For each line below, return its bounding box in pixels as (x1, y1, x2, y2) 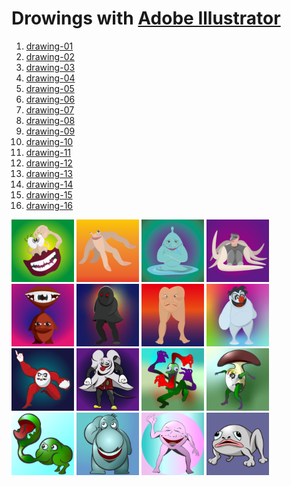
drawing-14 (25, 178, 74, 190)
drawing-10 (25, 135, 74, 147)
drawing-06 (25, 93, 76, 105)
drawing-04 (25, 72, 76, 84)
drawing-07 (25, 103, 75, 116)
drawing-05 (25, 82, 75, 94)
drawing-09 (25, 125, 76, 137)
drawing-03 (25, 61, 76, 73)
